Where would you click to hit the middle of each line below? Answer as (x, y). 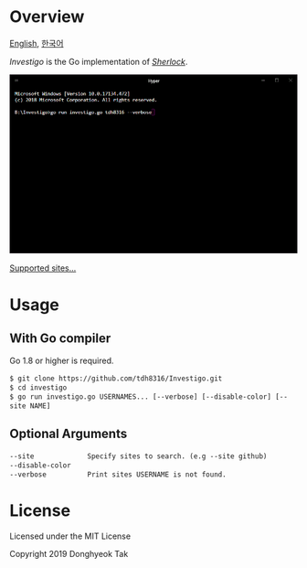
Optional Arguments (69, 434)
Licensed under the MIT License (70, 536)
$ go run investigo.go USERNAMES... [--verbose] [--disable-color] (141, 397)
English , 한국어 (37, 43)
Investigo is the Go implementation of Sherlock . (99, 61)
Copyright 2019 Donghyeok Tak (69, 553)
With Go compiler (60, 339)
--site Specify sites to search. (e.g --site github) (138, 456)
